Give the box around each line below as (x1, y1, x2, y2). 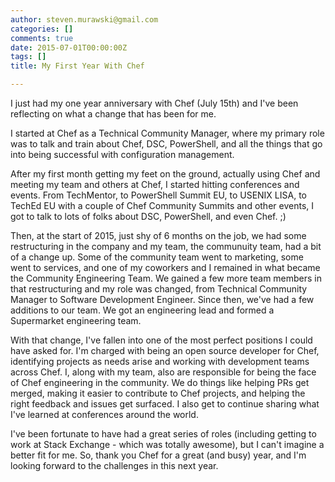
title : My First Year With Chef (10, 61, 145, 71)
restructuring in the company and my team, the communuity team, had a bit (10, 241, 322, 252)
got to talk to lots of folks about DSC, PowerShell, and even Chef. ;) (10, 211, 287, 222)
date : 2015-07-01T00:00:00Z (10, 42, 128, 53)
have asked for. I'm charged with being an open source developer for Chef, (10, 345, 320, 356)
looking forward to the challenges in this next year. (10, 460, 219, 471)
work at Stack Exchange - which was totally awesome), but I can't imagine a (10, 439, 325, 450)
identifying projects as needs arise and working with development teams (10, 356, 310, 367)
